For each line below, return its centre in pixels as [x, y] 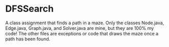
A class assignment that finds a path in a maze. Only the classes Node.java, [85, 23]
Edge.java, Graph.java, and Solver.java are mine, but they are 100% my [80, 28]
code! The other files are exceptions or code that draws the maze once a [82, 33]
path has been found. [28, 39]
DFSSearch [30, 9]
